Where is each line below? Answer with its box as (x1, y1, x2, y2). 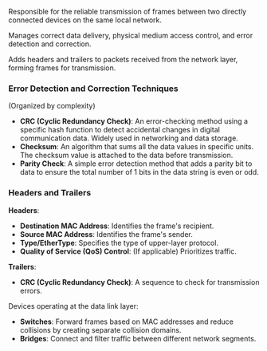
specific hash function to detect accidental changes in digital (19, 125, 221, 135)
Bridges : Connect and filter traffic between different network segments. (19, 333, 257, 343)
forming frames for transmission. (8, 63, 116, 73)
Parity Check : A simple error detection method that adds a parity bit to (19, 159, 253, 168)
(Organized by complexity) (8, 101, 96, 111)
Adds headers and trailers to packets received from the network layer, (8, 55, 238, 64)
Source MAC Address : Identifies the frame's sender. (19, 229, 194, 239)
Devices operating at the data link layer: (8, 301, 139, 310)
